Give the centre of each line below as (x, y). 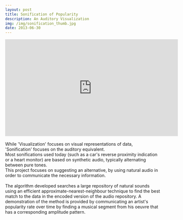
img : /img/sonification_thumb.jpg (41, 23)
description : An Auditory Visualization (47, 19)
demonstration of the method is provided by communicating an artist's (77, 202)
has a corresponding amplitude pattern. (45, 212)
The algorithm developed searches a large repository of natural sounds (77, 186)
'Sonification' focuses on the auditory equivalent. (55, 149)
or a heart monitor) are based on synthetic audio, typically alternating (76, 160)
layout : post (18, 10)
